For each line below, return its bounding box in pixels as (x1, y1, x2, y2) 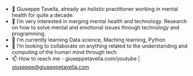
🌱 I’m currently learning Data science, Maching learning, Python (11, 37, 166, 43)
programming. (11, 30, 46, 37)
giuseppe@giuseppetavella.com (11, 64, 89, 70)
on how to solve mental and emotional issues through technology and (11, 24, 180, 31)
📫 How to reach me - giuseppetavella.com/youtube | (11, 55, 140, 62)
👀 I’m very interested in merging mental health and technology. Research (11, 18, 187, 24)
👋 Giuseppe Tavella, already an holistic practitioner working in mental (11, 6, 178, 12)
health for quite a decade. (11, 12, 74, 19)
